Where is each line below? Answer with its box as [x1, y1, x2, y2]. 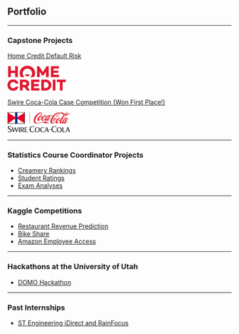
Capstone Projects [7, 35, 73, 45]
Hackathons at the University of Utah [7, 262, 139, 272]
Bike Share [17, 230, 50, 238]
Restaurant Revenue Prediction [17, 222, 109, 231]
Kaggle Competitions [7, 206, 83, 216]
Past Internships [7, 303, 65, 313]
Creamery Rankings [17, 166, 76, 175]
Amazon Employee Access [17, 237, 96, 246]
